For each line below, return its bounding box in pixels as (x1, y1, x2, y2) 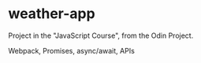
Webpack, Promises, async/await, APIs (8, 46, 136, 55)
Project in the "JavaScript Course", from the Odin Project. (8, 31, 194, 40)
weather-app (8, 5, 96, 23)
